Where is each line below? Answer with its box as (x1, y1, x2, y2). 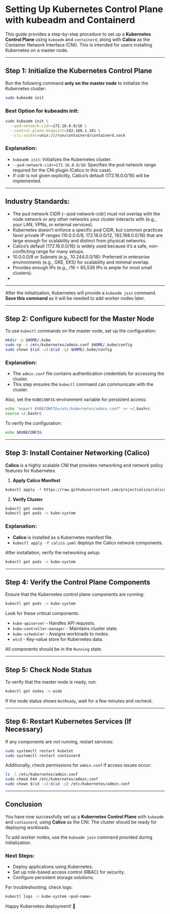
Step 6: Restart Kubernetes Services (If (5, 717, 132, 726)
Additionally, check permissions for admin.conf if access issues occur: (5, 762, 152, 768)
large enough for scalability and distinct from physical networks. (12, 237, 147, 243)
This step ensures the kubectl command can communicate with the (12, 381, 153, 388)
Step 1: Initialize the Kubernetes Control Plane (5, 67, 153, 75)
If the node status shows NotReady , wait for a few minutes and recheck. (5, 697, 153, 704)
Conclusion (5, 800, 42, 809)
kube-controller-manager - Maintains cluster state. (12, 626, 118, 632)
